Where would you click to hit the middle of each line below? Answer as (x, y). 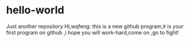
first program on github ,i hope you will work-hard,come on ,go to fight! (92, 32)
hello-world (35, 10)
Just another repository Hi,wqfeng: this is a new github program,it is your (95, 26)
